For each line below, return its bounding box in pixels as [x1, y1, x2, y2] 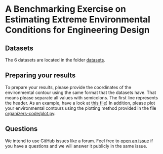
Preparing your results [5, 71, 76, 80]
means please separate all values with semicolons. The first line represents [5, 94, 158, 100]
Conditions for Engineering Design [5, 25, 150, 35]
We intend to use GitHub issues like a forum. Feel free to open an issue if [5, 138, 153, 144]
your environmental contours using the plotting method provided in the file [5, 105, 157, 111]
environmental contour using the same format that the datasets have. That [5, 90, 157, 95]
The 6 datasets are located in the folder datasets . [5, 57, 105, 62]
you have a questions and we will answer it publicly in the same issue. [5, 143, 147, 149]
